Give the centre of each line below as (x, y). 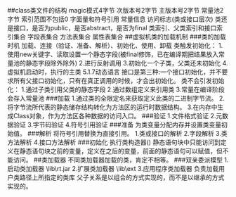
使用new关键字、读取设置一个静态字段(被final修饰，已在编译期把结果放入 (113, 54)
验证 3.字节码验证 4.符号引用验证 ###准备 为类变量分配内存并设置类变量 (117, 125)
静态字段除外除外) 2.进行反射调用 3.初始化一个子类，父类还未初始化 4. (127, 63)
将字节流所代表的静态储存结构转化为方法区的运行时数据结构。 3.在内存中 (112, 107)
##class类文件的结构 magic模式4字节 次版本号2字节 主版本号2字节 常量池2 (116, 10)
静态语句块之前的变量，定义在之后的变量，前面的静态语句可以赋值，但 (121, 151)
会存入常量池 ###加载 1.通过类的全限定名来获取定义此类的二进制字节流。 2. (116, 98)
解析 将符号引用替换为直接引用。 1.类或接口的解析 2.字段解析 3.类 (133, 133)
